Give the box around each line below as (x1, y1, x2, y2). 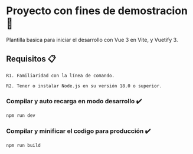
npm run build (6, 143, 41, 149)
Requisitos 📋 (6, 54, 56, 64)
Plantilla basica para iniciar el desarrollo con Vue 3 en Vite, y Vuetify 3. (6, 36, 178, 43)
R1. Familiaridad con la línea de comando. (6, 73, 115, 78)
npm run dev (6, 113, 35, 119)
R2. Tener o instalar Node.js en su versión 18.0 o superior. (6, 83, 162, 89)
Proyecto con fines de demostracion (6, 4, 188, 18)
